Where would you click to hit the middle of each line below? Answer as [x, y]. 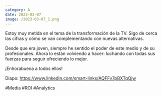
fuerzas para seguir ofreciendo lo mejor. [47, 59]
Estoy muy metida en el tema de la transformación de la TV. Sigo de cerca [81, 33]
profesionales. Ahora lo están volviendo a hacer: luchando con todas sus [80, 53]
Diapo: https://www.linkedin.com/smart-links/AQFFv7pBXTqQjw [71, 78]
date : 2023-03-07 [23, 14]
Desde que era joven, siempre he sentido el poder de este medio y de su [80, 48]
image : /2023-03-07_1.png [32, 19]
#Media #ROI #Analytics [30, 88]
